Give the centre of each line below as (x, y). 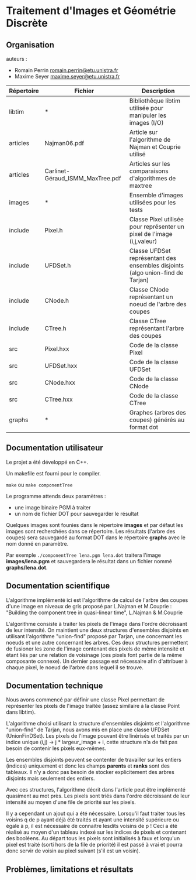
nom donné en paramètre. (37, 543)
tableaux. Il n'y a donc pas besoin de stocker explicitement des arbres (90, 772)
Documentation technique (55, 686)
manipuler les (148, 115)
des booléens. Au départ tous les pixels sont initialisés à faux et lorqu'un (93, 838)
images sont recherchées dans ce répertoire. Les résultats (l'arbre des (91, 531)
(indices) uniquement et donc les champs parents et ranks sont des (88, 766)
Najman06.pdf (64, 143)
